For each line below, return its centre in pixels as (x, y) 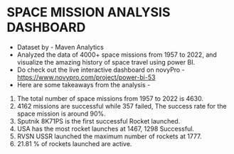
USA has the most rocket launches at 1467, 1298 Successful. (106, 128)
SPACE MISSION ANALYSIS (89, 12)
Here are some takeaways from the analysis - (84, 84)
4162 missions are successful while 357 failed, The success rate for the (122, 106)
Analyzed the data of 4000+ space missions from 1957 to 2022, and (117, 55)
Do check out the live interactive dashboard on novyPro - (101, 70)
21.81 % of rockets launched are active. (74, 143)
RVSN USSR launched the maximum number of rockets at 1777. (109, 136)
